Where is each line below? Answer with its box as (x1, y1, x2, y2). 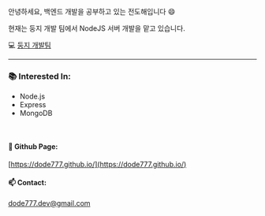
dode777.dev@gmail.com (8, 198, 91, 207)
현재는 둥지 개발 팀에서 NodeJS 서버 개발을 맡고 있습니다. (8, 24, 185, 33)
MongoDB (19, 109, 53, 118)
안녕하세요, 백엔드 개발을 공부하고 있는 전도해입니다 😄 (8, 7, 176, 16)
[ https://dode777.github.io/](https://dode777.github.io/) (8, 159, 187, 169)
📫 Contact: (8, 178, 47, 188)
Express (19, 100, 47, 110)
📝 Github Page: (8, 141, 58, 151)
